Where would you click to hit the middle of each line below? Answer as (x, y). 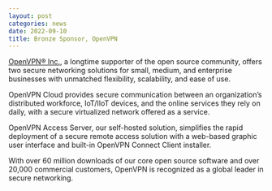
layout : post (30, 16)
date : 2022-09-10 (38, 31)
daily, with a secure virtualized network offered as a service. (109, 112)
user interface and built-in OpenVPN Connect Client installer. (110, 145)
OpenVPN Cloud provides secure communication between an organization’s (135, 95)
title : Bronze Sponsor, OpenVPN (63, 39)
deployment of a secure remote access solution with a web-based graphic (133, 137)
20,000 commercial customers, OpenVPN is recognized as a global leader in (136, 169)
